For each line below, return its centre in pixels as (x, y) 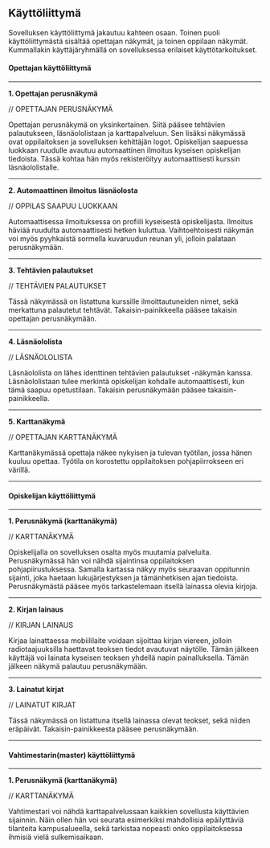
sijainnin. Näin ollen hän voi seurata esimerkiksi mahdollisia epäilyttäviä (126, 820)
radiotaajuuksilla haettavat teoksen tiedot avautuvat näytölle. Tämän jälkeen (133, 649)
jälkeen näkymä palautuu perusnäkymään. (78, 666)
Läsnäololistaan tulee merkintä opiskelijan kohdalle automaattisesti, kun (127, 382)
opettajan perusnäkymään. (53, 319)
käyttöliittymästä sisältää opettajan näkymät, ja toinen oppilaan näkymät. (128, 41)
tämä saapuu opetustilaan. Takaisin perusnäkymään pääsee (107, 390)
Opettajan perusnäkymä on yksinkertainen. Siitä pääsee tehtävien (117, 125)
